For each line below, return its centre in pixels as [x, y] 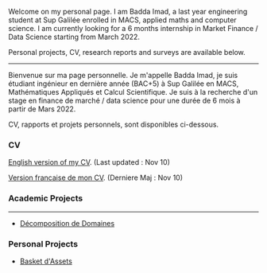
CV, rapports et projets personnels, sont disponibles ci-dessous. [114, 124]
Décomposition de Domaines [67, 223]
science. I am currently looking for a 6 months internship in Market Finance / [133, 28]
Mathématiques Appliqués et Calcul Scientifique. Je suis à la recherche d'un [133, 92]
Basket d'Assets [46, 261]
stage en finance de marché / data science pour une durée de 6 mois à [124, 100]
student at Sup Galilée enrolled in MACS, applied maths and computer [122, 20]
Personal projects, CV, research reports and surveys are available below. [127, 52]
